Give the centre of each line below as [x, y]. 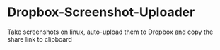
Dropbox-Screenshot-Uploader [101, 12]
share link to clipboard [40, 39]
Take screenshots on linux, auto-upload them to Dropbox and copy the [110, 32]
